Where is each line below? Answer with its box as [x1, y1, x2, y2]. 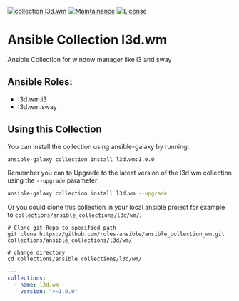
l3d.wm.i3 [17, 95, 48, 103]
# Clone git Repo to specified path [7, 225, 116, 232]
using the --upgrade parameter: [7, 176, 100, 185]
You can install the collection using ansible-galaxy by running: [7, 142, 190, 150]
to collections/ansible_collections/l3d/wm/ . [7, 210, 142, 219]
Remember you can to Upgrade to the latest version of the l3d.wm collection [7, 168, 232, 178]
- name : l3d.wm [14, 282, 59, 289]
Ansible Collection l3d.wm [7, 32, 168, 48]
